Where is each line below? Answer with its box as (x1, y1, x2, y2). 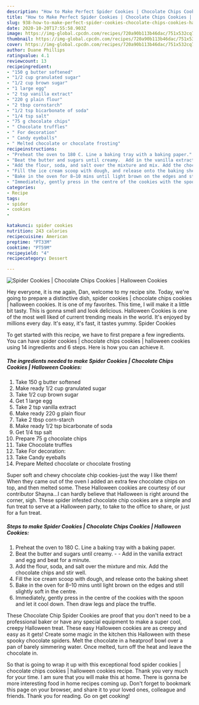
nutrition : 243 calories (6, 228, 68, 234)
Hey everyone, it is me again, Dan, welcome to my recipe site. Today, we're (6, 288, 190, 295)
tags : (6, 196, 20, 202)
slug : (6, 20, 20, 25)
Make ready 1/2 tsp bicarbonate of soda (15, 423, 113, 430)
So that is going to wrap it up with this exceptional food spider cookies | (6, 661, 181, 668)
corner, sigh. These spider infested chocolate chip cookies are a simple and (6, 497, 191, 504)
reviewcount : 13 (6, 58, 47, 64)
